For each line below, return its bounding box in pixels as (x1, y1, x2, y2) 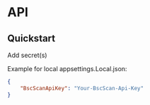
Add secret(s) (7, 51, 47, 59)
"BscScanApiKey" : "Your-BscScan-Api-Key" (20, 85, 144, 92)
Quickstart (7, 32, 56, 44)
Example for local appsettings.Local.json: (7, 65, 127, 73)
